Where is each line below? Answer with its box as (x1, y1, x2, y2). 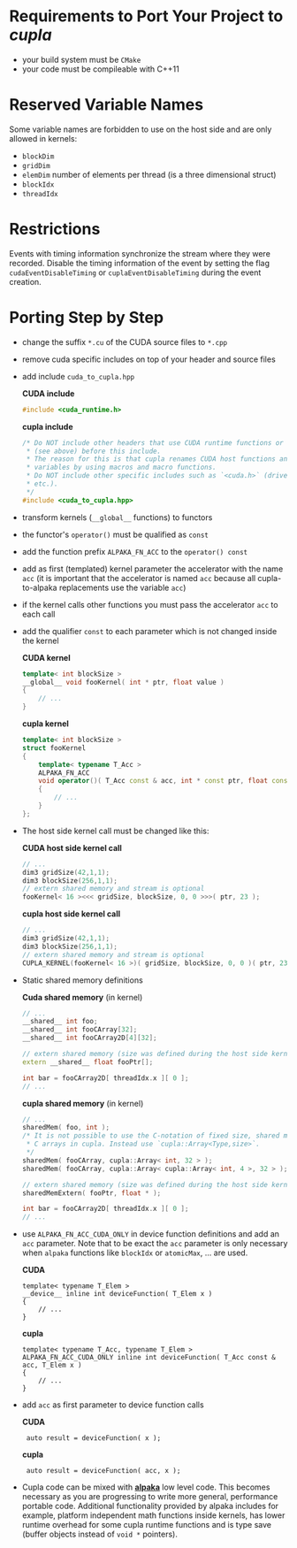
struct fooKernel (21, 743, 87, 753)
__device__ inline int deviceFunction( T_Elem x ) (21, 1290, 213, 1299)
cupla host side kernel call (21, 908, 121, 919)
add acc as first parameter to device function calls (21, 1399, 205, 1410)
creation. (9, 276, 42, 287)
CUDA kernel (21, 652, 71, 663)
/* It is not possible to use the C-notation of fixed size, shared (21, 1131, 280, 1140)
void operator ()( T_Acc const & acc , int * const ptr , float (38, 777, 268, 785)
